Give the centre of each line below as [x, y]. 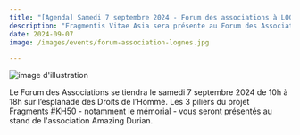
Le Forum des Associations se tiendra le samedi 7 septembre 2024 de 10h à [149, 92]
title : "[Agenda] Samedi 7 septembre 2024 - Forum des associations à [143, 17]
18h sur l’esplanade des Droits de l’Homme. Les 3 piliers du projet [129, 102]
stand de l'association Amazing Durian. [81, 121]
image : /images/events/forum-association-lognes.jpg [109, 42]
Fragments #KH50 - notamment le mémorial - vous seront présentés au [141, 111]
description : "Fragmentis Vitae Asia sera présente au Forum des [133, 26]
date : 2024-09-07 [42, 34]
